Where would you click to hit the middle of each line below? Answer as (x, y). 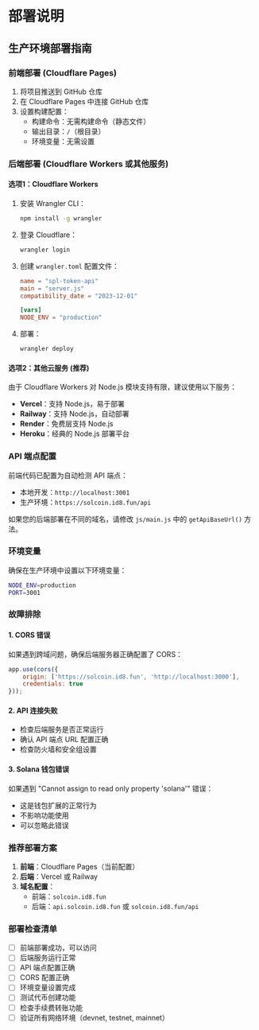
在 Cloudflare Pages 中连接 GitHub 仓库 (84, 101)
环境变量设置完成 (48, 988)
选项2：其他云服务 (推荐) (49, 367)
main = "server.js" (52, 288)
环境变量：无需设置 (63, 141)
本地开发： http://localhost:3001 (75, 492)
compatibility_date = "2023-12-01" (79, 296)
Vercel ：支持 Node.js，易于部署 (72, 404)
